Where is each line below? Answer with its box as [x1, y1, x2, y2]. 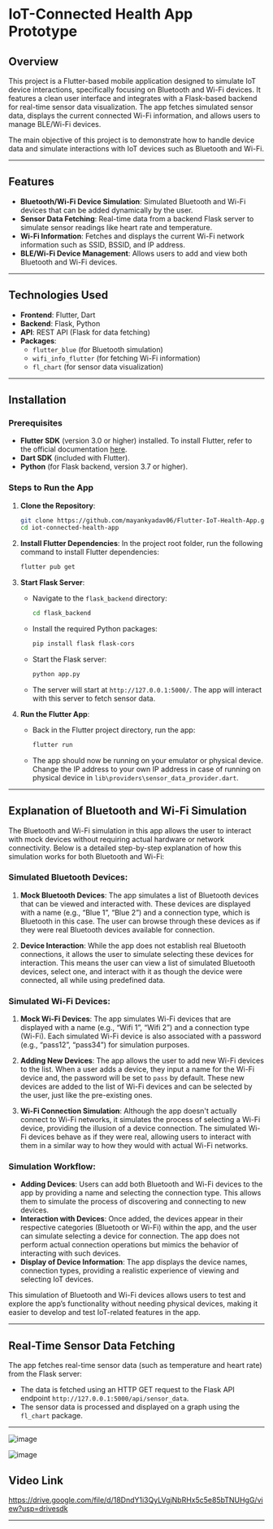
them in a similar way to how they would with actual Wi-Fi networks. [19, 1141, 249, 1151]
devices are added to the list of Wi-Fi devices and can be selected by [19, 1081, 253, 1091]
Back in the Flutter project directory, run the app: [32, 725, 196, 735]
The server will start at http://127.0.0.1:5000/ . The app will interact [32, 684, 262, 694]
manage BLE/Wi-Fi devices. [8, 120, 102, 129]
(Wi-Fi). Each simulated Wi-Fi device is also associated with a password [19, 1031, 262, 1042]
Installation [8, 393, 67, 407]
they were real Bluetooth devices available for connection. [19, 924, 215, 934]
